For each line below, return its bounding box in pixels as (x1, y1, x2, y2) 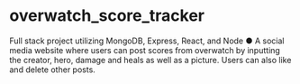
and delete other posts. (9, 64, 96, 75)
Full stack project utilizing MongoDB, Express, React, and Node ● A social (9, 35, 285, 46)
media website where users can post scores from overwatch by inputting (9, 44, 281, 55)
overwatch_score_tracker (9, 5, 205, 26)
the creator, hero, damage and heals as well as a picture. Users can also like (9, 54, 292, 65)
